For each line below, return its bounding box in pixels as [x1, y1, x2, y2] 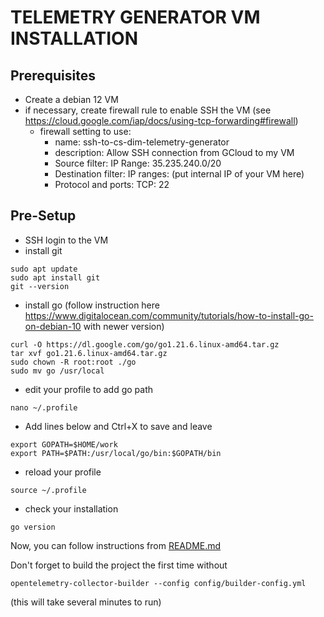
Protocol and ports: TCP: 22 [54, 179, 170, 190]
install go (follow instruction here [24, 299, 160, 311]
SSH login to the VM [24, 234, 109, 246]
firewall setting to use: [39, 126, 132, 137]
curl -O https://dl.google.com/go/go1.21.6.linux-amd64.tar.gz [10, 339, 280, 350]
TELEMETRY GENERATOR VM [10, 6, 261, 29]
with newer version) [83, 320, 165, 332]
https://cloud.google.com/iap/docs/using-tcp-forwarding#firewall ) [24, 115, 299, 126]
